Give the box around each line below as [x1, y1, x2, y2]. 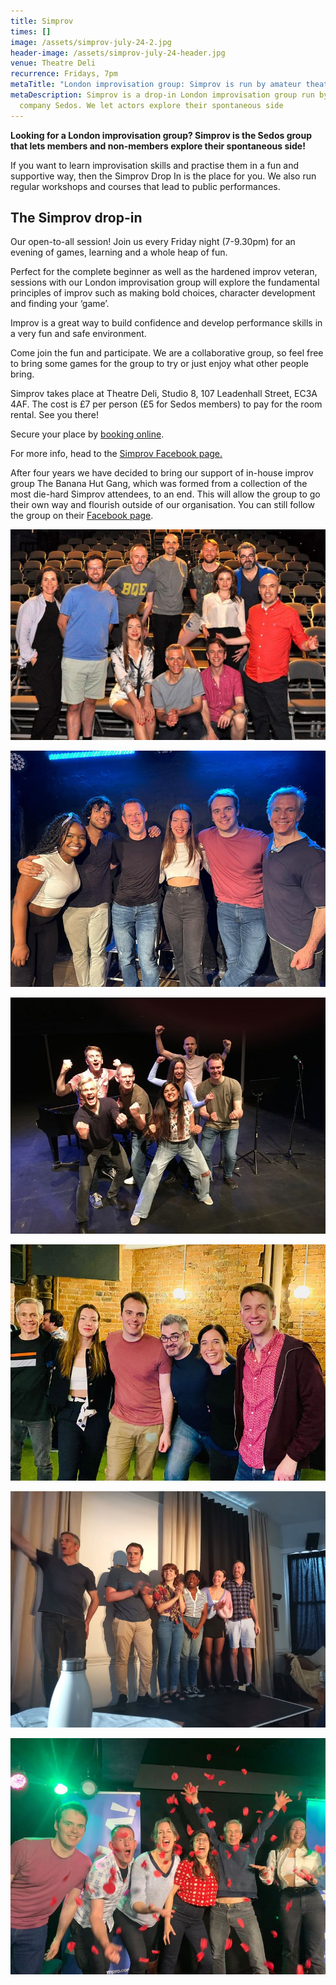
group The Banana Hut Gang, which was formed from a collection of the [10, 478, 308, 490]
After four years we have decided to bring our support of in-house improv [10, 467, 314, 479]
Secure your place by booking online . [10, 428, 165, 440]
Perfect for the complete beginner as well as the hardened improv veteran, [10, 266, 318, 278]
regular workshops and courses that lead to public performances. [10, 180, 281, 192]
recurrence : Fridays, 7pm [10, 69, 118, 79]
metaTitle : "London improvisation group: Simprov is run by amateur [10, 80, 302, 90]
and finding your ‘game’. [10, 298, 110, 310]
